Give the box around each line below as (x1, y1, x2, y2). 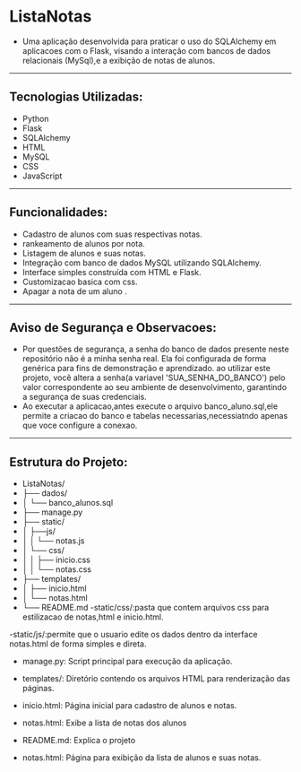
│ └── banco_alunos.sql (21, 498, 114, 508)
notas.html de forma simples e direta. (9, 638, 147, 649)
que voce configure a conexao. (21, 420, 138, 431)
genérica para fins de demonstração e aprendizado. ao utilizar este (21, 363, 271, 374)
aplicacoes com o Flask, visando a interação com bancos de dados (21, 45, 271, 56)
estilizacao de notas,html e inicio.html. (21, 612, 164, 622)
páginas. (21, 683, 55, 694)
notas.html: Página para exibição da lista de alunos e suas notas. (21, 752, 262, 763)
